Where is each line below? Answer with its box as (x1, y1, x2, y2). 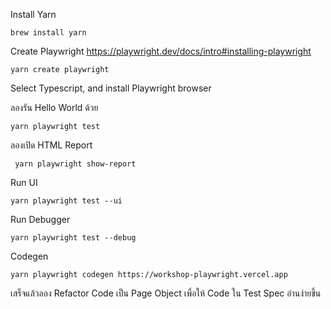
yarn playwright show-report (14, 159, 137, 169)
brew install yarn (10, 28, 87, 38)
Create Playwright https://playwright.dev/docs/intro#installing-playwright (10, 45, 312, 57)
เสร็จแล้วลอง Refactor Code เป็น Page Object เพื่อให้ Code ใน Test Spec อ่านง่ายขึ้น (10, 287, 322, 299)
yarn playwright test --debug (10, 233, 137, 243)
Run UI (10, 177, 38, 188)
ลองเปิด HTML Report (10, 139, 93, 151)
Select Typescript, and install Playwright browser (10, 82, 212, 94)
